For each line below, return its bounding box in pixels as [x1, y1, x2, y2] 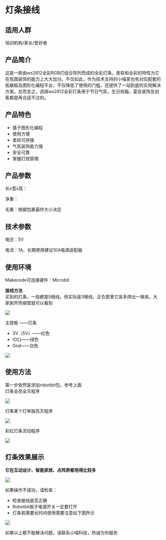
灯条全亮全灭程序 [5, 388, 40, 394]
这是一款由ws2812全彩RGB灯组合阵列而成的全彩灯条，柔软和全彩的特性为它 [5, 70, 160, 76]
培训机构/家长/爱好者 [5, 40, 48, 46]
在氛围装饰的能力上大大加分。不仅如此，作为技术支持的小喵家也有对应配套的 [5, 76, 161, 82]
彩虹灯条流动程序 [5, 428, 40, 433]
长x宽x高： [5, 185, 28, 191]
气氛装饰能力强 [12, 143, 43, 149]
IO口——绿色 [12, 336, 39, 342]
